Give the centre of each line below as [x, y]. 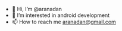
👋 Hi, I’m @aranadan [37, 9]
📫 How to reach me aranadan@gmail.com [64, 22]
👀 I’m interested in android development [61, 15]
